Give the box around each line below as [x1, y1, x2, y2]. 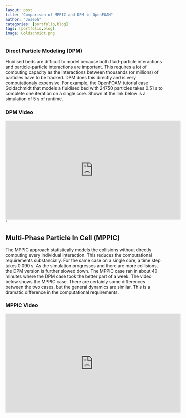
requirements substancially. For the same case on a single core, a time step [5, 257, 161, 264]
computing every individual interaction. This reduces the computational [5, 252, 152, 258]
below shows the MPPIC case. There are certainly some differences [5, 279, 145, 285]
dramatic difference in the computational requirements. [5, 289, 119, 295]
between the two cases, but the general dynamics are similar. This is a [5, 284, 150, 290]
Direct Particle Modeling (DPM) [5, 47, 83, 54]
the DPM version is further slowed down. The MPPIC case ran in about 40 [5, 268, 158, 274]
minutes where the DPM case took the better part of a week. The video [5, 273, 152, 279]
